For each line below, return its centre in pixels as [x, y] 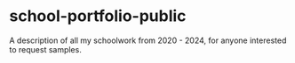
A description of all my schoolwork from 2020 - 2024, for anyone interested [148, 40]
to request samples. [45, 49]
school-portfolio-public [98, 16]
